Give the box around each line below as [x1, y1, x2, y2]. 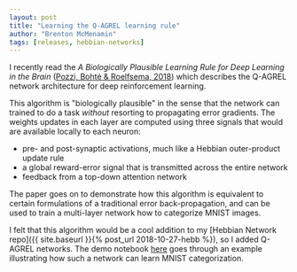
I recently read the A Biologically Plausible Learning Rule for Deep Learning [9, 62, 285, 73]
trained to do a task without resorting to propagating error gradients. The [9, 107, 276, 118]
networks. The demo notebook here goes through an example [35, 244, 263, 254]
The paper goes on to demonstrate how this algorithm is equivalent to [9, 189, 264, 199]
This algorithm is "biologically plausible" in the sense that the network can [9, 98, 280, 109]
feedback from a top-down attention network [21, 172, 188, 183]
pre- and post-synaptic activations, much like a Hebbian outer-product [21, 144, 281, 154]
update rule [21, 152, 65, 164]
